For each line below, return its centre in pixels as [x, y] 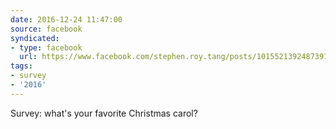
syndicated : [35, 38]
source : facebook [46, 29]
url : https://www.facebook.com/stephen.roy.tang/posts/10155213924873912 [176, 57]
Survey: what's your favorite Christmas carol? [104, 113]
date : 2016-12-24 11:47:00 [66, 19]
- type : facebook [46, 47]
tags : [21, 66]
